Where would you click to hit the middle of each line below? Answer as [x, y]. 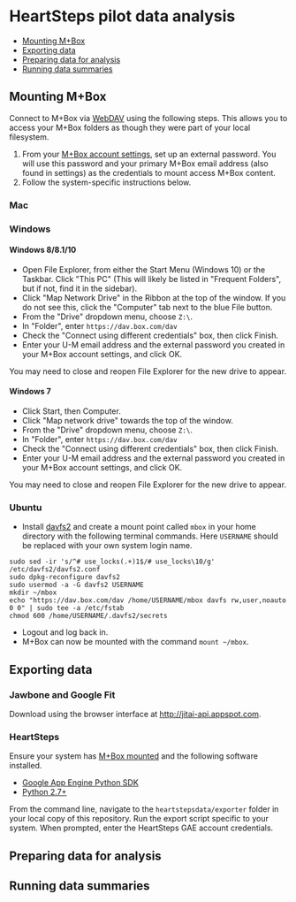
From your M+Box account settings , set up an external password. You [149, 154]
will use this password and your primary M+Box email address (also [145, 163]
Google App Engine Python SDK [80, 783]
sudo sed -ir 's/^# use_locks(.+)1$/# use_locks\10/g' [112, 562]
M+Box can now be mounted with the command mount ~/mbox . [135, 642]
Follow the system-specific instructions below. [106, 182]
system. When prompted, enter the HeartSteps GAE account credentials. [141, 828]
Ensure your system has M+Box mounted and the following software [134, 756]
